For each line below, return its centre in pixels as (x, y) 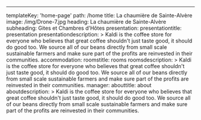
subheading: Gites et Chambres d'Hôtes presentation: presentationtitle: (94, 28)
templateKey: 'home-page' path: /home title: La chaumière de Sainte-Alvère (99, 15)
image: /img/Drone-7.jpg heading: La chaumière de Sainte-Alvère (86, 22)
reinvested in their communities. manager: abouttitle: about (79, 85)
